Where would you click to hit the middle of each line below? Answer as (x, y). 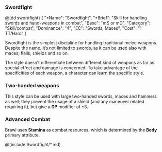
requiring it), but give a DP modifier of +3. (47, 107)
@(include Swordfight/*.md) (33, 144)
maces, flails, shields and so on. (37, 53)
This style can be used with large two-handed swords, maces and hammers (81, 96)
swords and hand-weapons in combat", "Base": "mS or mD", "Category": (78, 23)
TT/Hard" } (16, 34)
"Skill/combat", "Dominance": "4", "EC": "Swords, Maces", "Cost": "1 (73, 28)
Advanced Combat (28, 119)
